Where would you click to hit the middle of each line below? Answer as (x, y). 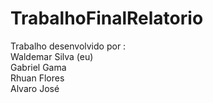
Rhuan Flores (37, 78)
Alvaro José (35, 88)
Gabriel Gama (38, 67)
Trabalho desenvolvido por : (68, 46)
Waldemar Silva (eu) (52, 56)
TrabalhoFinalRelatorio (107, 18)
